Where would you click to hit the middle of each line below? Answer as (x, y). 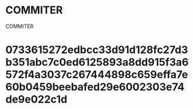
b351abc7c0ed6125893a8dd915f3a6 (97, 62)
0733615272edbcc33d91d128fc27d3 (97, 50)
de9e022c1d (37, 99)
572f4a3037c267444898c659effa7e (97, 75)
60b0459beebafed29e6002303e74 (95, 87)
